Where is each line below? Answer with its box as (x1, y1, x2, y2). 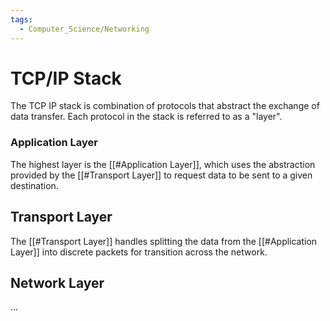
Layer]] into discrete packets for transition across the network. (10, 246, 268, 258)
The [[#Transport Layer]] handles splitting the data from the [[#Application (10, 235, 318, 247)
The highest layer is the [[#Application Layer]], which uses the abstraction (10, 158, 316, 170)
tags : (10, 14, 33, 25)
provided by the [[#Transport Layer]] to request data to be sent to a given (10, 169, 313, 181)
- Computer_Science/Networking (19, 24, 150, 34)
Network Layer (10, 274, 105, 291)
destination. (10, 179, 59, 191)
